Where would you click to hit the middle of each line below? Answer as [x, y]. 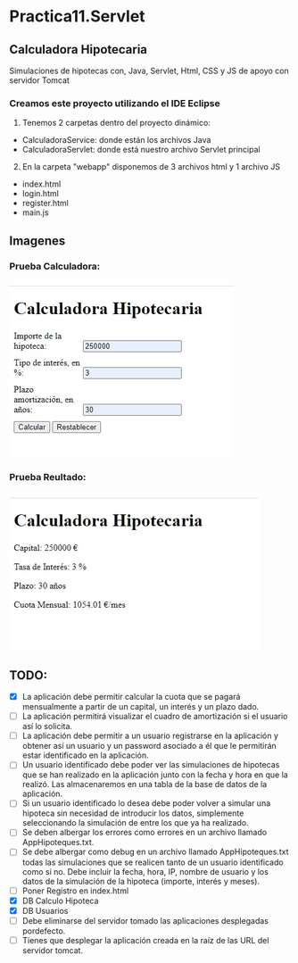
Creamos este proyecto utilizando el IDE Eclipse [115, 103]
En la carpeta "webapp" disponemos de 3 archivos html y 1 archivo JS [151, 167]
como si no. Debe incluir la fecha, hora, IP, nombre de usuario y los [145, 871]
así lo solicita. [47, 726]
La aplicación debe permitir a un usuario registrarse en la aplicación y [150, 736]
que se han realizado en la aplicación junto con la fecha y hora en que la [155, 775]
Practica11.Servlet [77, 17]
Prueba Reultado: [48, 477]
